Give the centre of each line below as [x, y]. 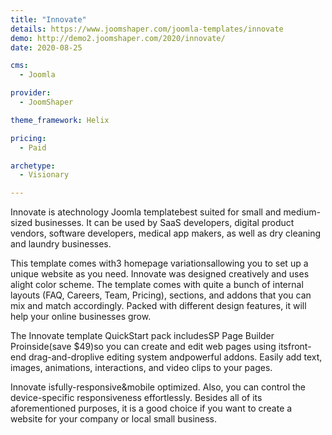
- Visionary [44, 175]
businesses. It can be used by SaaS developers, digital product [164, 223]
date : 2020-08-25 [46, 47]
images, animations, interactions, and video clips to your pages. [141, 368]
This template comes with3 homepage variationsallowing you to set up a [159, 263]
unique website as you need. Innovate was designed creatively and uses [160, 274]
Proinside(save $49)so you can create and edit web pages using [143, 347]
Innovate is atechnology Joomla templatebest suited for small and [146, 212]
